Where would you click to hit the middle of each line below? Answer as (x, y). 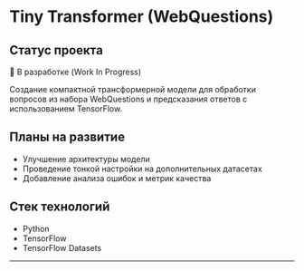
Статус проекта (57, 50)
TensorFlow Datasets (62, 247)
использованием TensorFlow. (66, 109)
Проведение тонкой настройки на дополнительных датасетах (142, 169)
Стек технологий (60, 207)
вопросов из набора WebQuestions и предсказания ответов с (128, 99)
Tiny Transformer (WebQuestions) (142, 17)
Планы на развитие (67, 137)
